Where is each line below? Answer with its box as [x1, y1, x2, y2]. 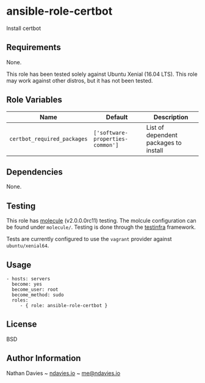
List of [146, 123, 165, 132]
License [6, 319, 37, 330]
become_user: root [12, 286, 59, 292]
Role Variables [6, 95, 62, 105]
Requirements [6, 42, 61, 53]
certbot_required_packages [9, 135, 88, 142]
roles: [12, 297, 29, 303]
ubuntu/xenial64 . [6, 242, 49, 249]
